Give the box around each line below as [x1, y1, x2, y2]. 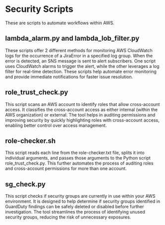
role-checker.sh [5, 136, 56, 145]
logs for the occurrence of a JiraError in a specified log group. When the [5, 53, 153, 58]
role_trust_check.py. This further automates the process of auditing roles [5, 160, 154, 167]
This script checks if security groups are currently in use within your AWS [5, 193, 156, 199]
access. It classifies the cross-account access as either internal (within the [5, 107, 158, 112]
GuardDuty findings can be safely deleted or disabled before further [5, 204, 144, 210]
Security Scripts [5, 3, 73, 15]
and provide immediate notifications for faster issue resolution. [5, 73, 133, 80]
